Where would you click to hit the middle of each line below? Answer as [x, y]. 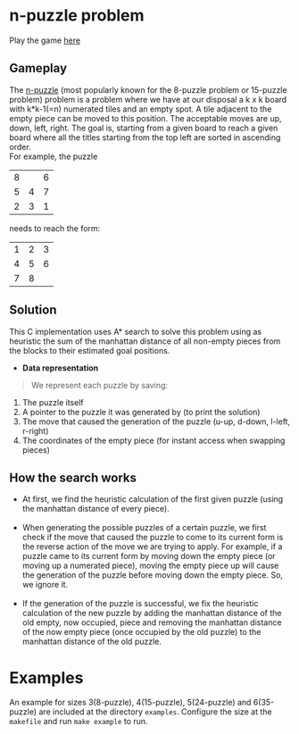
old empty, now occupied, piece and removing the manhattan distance [152, 622]
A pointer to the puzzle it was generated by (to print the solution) [141, 412]
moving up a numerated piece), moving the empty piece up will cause [150, 566]
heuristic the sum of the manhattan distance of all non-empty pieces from [145, 341]
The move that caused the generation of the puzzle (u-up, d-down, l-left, [156, 421]
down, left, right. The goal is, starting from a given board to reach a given [144, 128]
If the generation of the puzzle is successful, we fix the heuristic [140, 604]
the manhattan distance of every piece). [96, 509]
